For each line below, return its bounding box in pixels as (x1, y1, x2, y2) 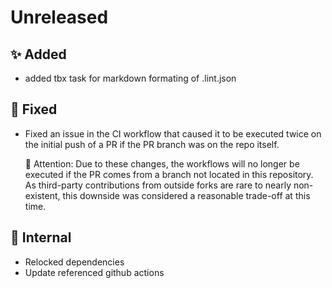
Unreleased (10, 6, 109, 29)
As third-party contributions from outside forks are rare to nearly (24, 179, 292, 191)
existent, (24, 189, 61, 201)
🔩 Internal (10, 229, 72, 246)
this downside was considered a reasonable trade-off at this (62, 189, 311, 201)
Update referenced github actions (24, 266, 165, 278)
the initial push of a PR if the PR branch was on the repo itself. (24, 138, 280, 150)
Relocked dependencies (24, 256, 125, 268)
